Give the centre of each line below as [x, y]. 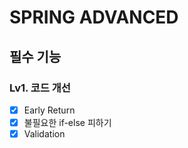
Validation [44, 134]
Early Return [49, 110]
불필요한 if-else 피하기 [67, 122]
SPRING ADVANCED [94, 17]
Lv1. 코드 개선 [40, 88]
